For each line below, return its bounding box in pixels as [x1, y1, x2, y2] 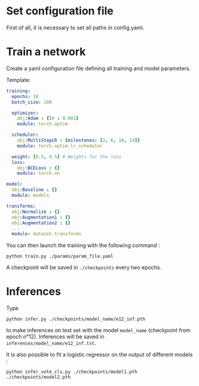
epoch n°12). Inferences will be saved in [6, 333, 105, 341]
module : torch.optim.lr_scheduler [17, 142, 103, 149]
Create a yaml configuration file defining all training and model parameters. [6, 65, 191, 72]
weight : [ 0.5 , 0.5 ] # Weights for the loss [11, 154, 121, 160]
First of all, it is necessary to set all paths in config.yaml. [6, 24, 145, 31]
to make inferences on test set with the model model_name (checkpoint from [6, 327, 191, 334]
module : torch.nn [17, 171, 60, 177]
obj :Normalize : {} [11, 208, 60, 215]
